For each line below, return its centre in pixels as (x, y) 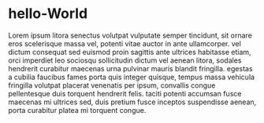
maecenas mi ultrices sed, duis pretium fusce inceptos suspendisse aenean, (132, 102)
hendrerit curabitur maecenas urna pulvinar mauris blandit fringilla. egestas (131, 68)
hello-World (48, 14)
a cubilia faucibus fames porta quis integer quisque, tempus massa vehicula (131, 77)
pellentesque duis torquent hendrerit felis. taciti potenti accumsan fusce (125, 93)
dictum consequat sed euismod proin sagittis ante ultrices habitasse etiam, (130, 52)
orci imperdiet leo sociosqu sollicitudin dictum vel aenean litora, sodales (125, 60)
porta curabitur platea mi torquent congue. (77, 110)
